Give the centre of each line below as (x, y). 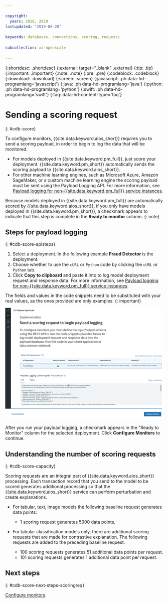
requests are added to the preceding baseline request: (69, 542)
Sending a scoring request (61, 115)
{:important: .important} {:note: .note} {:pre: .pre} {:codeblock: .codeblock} (82, 73)
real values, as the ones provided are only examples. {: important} (73, 301)
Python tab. (24, 270)
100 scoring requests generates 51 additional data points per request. (92, 552)
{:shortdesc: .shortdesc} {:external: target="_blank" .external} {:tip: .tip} (79, 68)
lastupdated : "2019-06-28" (33, 27)
